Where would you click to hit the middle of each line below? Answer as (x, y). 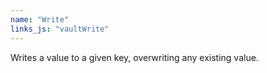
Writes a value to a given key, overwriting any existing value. (134, 57)
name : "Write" (40, 19)
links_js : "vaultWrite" (60, 29)
